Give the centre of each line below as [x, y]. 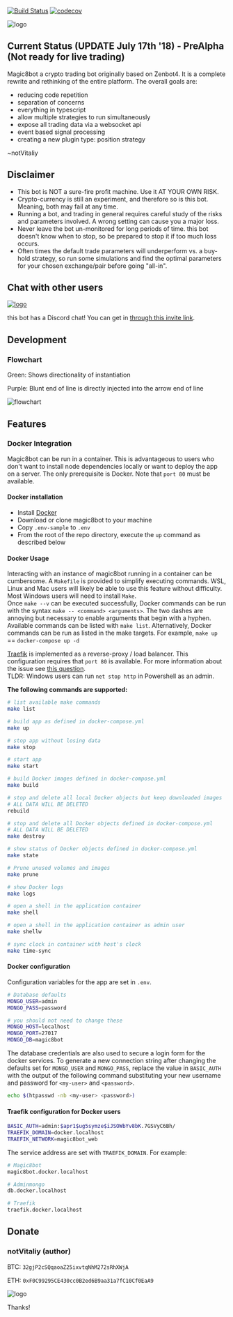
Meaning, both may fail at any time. [67, 206]
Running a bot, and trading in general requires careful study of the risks [120, 213]
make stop [22, 747]
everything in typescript [51, 110]
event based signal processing [61, 132]
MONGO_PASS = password [37, 1008]
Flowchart [25, 359]
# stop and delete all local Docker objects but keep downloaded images [115, 798]
